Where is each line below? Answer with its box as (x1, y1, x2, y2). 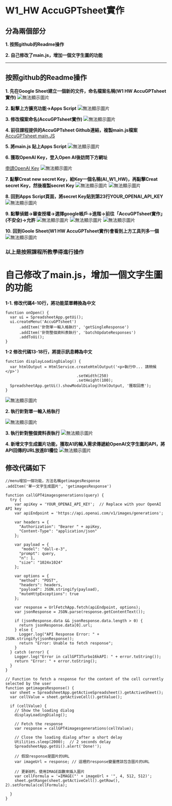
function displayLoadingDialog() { (5, 359, 81, 364)
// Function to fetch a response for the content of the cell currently (5, 677, 164, 682)
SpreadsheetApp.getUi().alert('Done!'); (14, 744, 102, 749)
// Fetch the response (14, 721, 63, 727)
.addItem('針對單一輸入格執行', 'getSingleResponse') (18, 324, 130, 329)
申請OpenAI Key (5, 165, 39, 171)
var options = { (14, 573, 50, 579)
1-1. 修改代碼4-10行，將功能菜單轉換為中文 (5, 300, 96, 306)
